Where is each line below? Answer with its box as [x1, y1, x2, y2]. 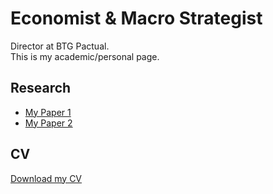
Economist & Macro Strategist [10, 7, 263, 30]
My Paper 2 [24, 117, 73, 129]
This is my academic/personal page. [10, 50, 160, 62]
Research [10, 80, 72, 97]
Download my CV [10, 172, 83, 184]
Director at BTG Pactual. [10, 40, 110, 52]
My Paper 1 [24, 106, 72, 118]
